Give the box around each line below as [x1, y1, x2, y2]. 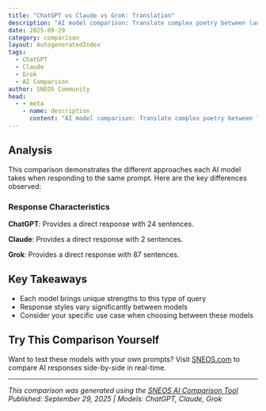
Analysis [8, 144, 53, 157]
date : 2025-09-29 [8, 26, 66, 34]
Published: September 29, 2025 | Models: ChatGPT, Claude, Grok [8, 394, 222, 403]
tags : [8, 48, 26, 56]
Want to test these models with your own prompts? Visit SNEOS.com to [8, 354, 240, 364]
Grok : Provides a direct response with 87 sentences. [8, 250, 180, 259]
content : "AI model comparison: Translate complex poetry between [28, 115, 253, 123]
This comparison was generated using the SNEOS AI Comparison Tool [8, 385, 239, 395]
